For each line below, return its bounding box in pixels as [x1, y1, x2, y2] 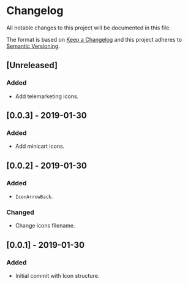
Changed [6, 208, 35, 217]
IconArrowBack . [15, 193, 53, 200]
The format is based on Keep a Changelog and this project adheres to [6, 36, 182, 43]
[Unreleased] [6, 60, 58, 71]
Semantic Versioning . [6, 42, 60, 50]
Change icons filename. [15, 222, 75, 229]
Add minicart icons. [15, 142, 65, 150]
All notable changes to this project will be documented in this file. [6, 24, 171, 31]
